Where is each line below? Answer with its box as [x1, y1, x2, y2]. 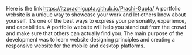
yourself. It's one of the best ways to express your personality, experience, [6, 18, 186, 24]
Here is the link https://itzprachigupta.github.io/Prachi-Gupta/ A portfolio [6, 5, 181, 12]
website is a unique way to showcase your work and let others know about [6, 11, 186, 18]
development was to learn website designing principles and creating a [6, 36, 176, 43]
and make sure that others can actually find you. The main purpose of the [6, 30, 183, 37]
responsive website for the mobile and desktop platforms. [6, 42, 145, 49]
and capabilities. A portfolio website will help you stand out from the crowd [6, 23, 186, 30]
